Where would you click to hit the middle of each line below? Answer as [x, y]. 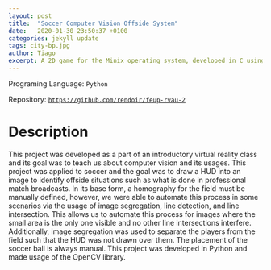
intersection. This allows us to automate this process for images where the [132, 214]
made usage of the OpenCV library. [67, 257]
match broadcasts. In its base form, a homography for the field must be [127, 188]
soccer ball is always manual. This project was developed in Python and [128, 248]
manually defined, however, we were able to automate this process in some [133, 197]
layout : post [30, 16]
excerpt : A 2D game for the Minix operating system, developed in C [126, 61]
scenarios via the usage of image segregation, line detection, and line [124, 206]
